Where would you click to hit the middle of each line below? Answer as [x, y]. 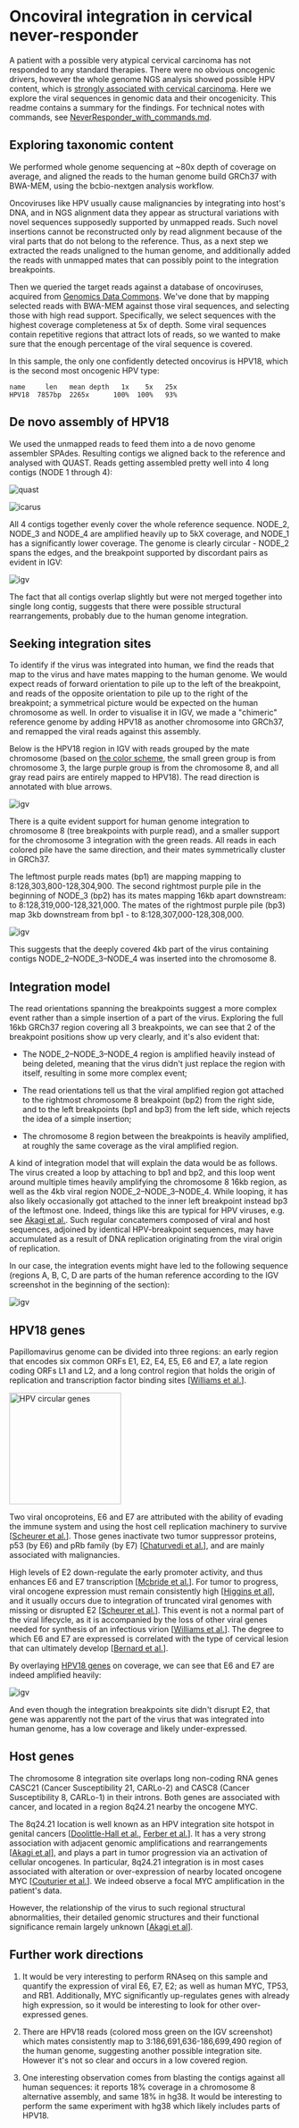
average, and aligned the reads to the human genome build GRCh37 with [143, 176]
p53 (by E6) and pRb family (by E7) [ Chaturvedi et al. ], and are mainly [137, 1546]
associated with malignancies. [65, 1555]
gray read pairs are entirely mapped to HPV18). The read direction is [135, 777]
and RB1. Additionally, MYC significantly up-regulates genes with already [156, 1995]
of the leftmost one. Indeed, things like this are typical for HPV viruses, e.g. [147, 1211]
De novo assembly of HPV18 [89, 422]
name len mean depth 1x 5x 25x [93, 387]
